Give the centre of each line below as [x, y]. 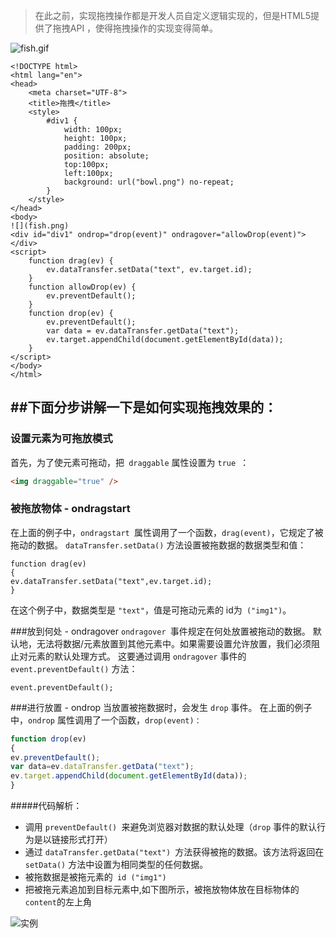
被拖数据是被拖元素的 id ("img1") [95, 877]
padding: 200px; [97, 147]
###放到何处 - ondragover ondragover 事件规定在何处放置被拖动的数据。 [160, 631]
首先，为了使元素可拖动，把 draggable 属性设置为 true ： [130, 462]
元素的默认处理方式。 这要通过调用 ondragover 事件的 [137, 656]
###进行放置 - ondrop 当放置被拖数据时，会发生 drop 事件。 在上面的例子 [161, 707]
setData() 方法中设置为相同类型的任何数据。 [116, 865]
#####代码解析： [46, 806]
